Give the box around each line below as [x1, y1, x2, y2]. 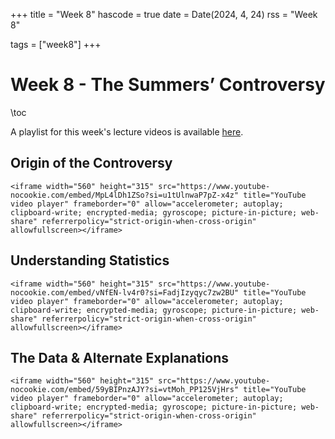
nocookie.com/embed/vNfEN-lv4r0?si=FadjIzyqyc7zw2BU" [10, 287, 240, 298]
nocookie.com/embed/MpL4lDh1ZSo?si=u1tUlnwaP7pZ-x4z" [10, 190, 240, 200]
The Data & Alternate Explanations [10, 349, 230, 366]
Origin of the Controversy [10, 155, 173, 172]
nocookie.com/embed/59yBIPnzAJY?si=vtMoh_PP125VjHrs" [10, 385, 240, 395]
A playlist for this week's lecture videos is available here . [10, 125, 244, 138]
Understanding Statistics [10, 252, 170, 269]
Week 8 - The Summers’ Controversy [10, 74, 326, 96]
